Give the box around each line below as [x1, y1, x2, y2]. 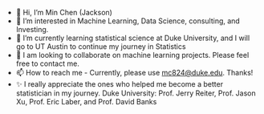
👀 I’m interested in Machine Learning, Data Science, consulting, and [15, 16, 241, 26]
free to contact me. [15, 59, 80, 68]
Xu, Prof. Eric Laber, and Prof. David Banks [15, 97, 157, 106]
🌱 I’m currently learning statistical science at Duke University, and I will [15, 33, 250, 43]
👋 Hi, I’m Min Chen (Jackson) [15, 8, 112, 17]
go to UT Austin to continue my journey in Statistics [15, 42, 186, 51]
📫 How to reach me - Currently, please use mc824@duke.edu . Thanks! [15, 68, 254, 77]
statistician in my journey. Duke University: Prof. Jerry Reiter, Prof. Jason [15, 88, 256, 98]
